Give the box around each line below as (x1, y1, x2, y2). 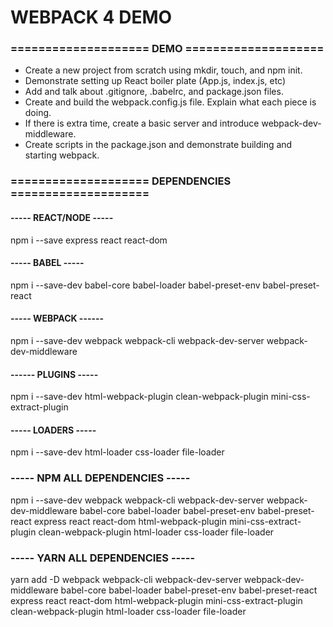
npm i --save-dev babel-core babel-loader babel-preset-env (10, 279, 261, 291)
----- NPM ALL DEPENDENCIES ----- (10, 471, 191, 485)
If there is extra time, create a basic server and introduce (24, 117, 260, 130)
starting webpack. (24, 149, 100, 161)
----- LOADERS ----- (10, 424, 97, 436)
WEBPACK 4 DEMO (10, 6, 173, 29)
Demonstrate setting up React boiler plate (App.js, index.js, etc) (24, 75, 287, 87)
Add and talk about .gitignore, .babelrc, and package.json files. (24, 86, 284, 98)
